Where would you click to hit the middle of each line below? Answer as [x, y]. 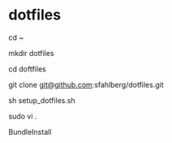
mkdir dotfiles [31, 53]
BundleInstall [30, 132]
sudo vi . [23, 116]
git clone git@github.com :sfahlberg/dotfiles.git [86, 84]
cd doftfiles [27, 69]
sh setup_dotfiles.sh [42, 100]
